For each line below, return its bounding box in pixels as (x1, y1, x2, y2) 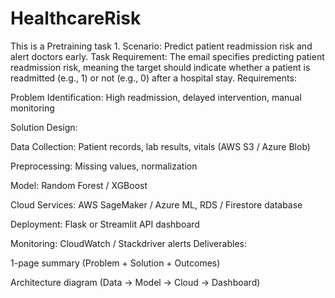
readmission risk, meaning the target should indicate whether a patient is (10, 61, 311, 73)
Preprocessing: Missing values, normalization (10, 160, 198, 172)
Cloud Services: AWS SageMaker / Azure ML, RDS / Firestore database (10, 198, 303, 211)
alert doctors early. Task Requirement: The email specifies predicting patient (10, 50, 325, 62)
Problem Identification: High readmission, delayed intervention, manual (10, 91, 302, 103)
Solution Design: (10, 121, 78, 133)
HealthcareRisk (10, 7, 142, 30)
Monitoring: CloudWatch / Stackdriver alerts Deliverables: (10, 237, 247, 249)
